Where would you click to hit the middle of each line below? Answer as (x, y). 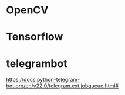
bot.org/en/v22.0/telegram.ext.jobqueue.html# (62, 86)
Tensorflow (35, 37)
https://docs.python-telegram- (43, 80)
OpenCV (27, 10)
